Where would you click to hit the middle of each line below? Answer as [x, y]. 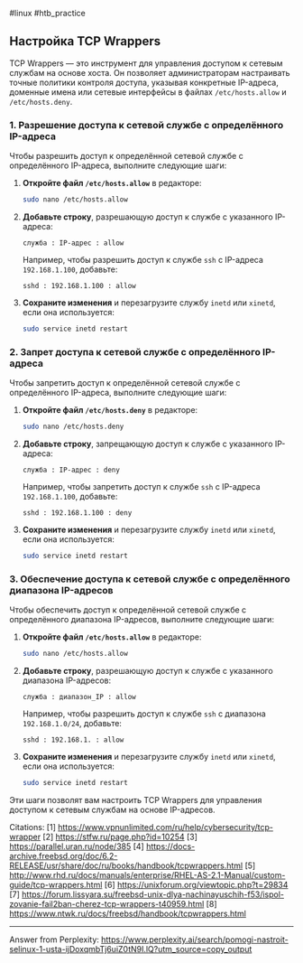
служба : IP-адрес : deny [71, 470]
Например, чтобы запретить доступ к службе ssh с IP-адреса [141, 487]
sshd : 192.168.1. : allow [73, 740]
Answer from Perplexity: [54, 940]
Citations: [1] [33, 827]
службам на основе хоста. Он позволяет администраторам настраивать [150, 72]
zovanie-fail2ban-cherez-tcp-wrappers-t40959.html [107, 903]
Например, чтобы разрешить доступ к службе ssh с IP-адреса [143, 259]
